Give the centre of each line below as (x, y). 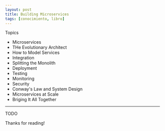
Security (21, 84)
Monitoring (23, 79)
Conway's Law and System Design (47, 89)
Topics (12, 33)
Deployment (25, 68)
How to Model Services (36, 52)
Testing (20, 74)
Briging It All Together (34, 100)
